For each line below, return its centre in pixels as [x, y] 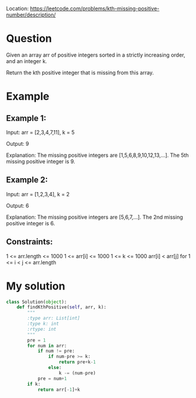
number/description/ [31, 15]
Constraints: [29, 242]
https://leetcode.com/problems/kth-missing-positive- [95, 9]
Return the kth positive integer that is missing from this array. [80, 73]
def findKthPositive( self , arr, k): [62, 307]
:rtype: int [42, 329]
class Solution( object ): [36, 302]
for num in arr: [47, 346]
